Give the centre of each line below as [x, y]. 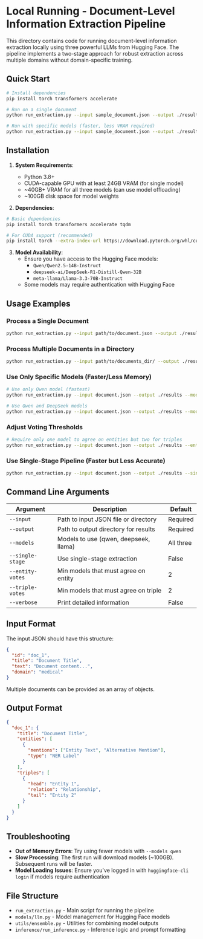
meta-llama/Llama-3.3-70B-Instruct [78, 279]
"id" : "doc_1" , [31, 655]
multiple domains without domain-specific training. [69, 60]
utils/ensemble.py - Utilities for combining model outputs [87, 923]
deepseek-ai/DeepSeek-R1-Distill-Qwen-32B [87, 272]
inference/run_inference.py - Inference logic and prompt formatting [100, 930]
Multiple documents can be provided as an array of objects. [81, 689]
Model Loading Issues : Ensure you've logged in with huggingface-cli [102, 870]
